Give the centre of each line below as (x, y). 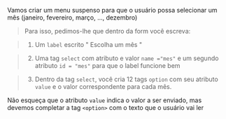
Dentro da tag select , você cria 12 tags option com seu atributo (126, 79)
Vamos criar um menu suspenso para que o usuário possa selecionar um (113, 10)
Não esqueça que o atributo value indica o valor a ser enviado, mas (105, 100)
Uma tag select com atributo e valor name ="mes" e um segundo (127, 58)
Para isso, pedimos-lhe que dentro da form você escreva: (107, 31)
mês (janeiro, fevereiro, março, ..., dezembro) (72, 17)
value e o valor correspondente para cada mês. (103, 86)
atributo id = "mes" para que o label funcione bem (107, 65)
